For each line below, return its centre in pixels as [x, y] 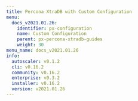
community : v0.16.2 [36, 72]
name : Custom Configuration [52, 34]
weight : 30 [30, 45]
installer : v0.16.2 [36, 84]
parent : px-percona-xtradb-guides [60, 39]
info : [13, 56]
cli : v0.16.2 [28, 67]
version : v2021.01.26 [39, 89]
